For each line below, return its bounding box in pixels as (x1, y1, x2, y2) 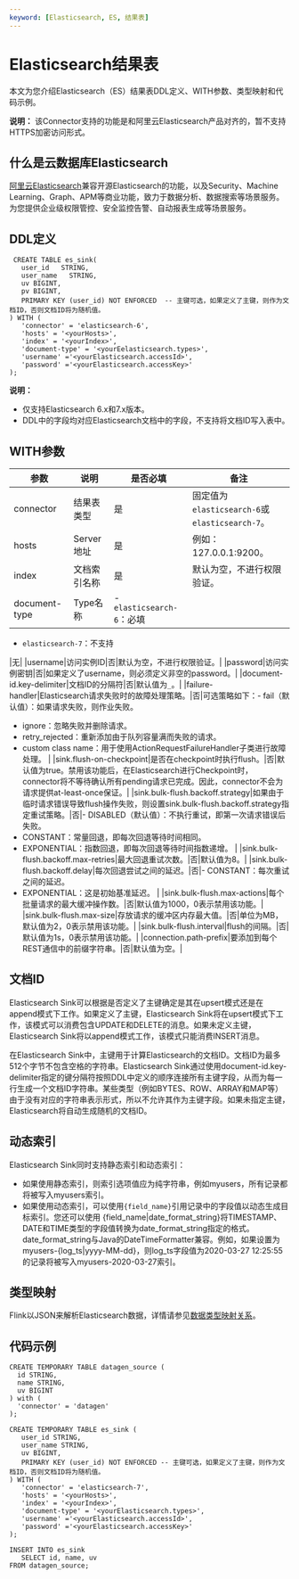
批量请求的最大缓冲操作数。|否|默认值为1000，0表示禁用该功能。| (21, 899, 264, 909)
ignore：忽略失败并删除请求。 (21, 720, 132, 731)
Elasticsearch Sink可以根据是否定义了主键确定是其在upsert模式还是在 (9, 997, 264, 1007)
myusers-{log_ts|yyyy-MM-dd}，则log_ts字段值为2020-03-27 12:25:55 (21, 1245, 283, 1255)
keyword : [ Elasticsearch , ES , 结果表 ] (9, 12, 149, 22)
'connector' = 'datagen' (17, 1402, 109, 1411)
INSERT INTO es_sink (9, 1546, 86, 1555)
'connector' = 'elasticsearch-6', (20, 322, 149, 331)
